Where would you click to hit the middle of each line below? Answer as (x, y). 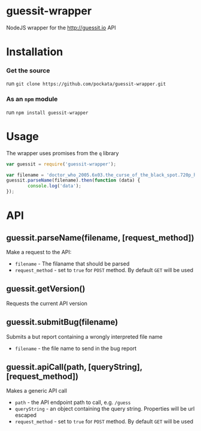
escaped (26, 415)
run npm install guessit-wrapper (47, 112)
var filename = (25, 175)
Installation (35, 52)
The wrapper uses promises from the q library (63, 153)
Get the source (28, 71)
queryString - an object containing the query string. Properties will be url (105, 409)
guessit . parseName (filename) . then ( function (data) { (73, 180)
